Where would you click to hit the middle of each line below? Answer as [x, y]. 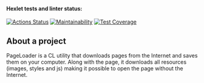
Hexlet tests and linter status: [44, 8]
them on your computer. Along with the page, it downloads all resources [97, 62]
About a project [36, 41]
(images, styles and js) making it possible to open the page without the [95, 68]
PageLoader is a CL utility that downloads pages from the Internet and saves [102, 56]
